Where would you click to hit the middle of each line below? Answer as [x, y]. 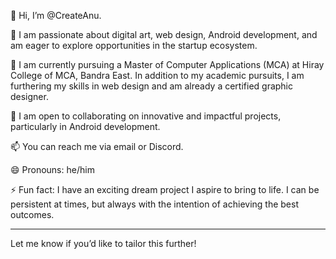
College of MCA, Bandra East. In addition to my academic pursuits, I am [157, 75]
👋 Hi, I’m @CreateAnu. [56, 15]
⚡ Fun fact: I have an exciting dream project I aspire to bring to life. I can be [165, 189]
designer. [29, 96]
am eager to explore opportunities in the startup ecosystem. [134, 45]
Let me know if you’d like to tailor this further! [103, 243]
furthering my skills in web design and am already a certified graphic [152, 86]
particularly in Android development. [85, 126]
